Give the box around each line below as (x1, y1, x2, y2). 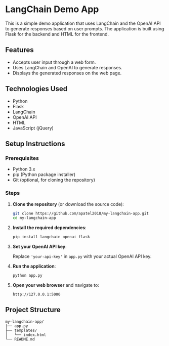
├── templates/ (5, 328, 37, 333)
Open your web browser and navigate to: (12, 282, 100, 288)
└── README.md (5, 336, 35, 342)
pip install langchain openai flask (12, 234, 90, 240)
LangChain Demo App (5, 4, 99, 15)
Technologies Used (5, 84, 67, 93)
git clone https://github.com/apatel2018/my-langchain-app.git (12, 211, 149, 216)
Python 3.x (12, 166, 35, 172)
